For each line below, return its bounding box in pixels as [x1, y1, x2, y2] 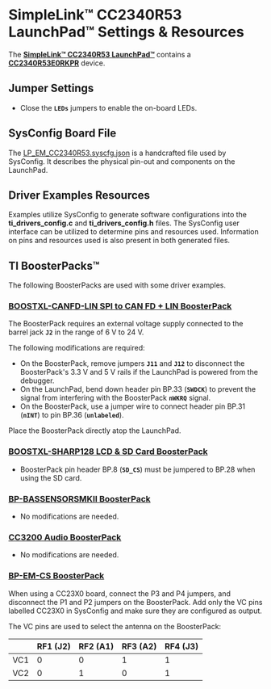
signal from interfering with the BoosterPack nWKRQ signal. [19, 393, 211, 403]
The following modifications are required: [8, 343, 145, 353]
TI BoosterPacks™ [8, 258, 100, 272]
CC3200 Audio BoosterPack [8, 531, 122, 543]
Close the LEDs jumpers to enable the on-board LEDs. [19, 103, 198, 112]
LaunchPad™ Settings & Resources [8, 23, 244, 41]
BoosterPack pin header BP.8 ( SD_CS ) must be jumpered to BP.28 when [19, 464, 256, 474]
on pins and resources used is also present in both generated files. [8, 236, 231, 246]
